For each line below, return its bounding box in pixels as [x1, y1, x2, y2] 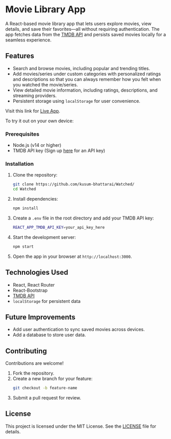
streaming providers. [12, 92, 57, 98]
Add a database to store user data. [12, 332, 86, 338]
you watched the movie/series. [12, 81, 78, 87]
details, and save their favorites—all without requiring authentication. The [5, 26, 160, 32]
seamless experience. [5, 37, 52, 43]
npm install [12, 206, 38, 211]
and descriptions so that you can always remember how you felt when [12, 76, 161, 82]
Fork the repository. [12, 370, 55, 377]
